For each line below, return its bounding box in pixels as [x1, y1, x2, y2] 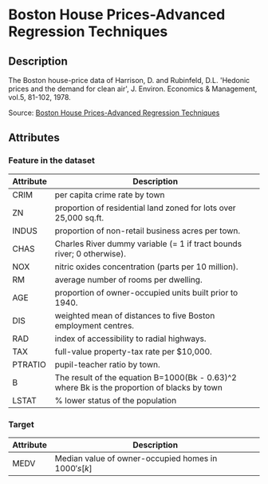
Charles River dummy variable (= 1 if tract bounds [54, 238, 242, 249]
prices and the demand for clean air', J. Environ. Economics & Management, [8, 84, 258, 93]
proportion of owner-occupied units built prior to [54, 287, 238, 298]
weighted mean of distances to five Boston [54, 310, 215, 321]
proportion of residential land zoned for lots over [54, 202, 237, 213]
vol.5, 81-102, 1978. [8, 93, 72, 101]
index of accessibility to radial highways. [54, 333, 207, 344]
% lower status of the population [54, 395, 177, 406]
